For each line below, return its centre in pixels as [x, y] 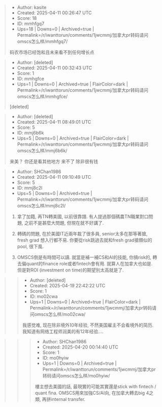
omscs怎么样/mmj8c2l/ [41, 206]
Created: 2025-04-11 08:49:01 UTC [54, 122]
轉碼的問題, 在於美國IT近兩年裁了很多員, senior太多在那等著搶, [82, 234]
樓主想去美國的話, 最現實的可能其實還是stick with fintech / [95, 386]
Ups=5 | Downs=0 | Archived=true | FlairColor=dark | [73, 138]
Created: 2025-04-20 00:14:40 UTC [80, 347]
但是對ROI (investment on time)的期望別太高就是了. [70, 270]
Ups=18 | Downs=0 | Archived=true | [56, 29]
